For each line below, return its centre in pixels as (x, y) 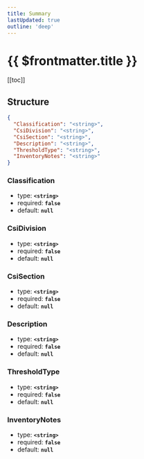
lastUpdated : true (34, 20)
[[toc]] (16, 80)
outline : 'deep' (30, 26)
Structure (28, 102)
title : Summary (29, 14)
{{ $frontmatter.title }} (72, 61)
